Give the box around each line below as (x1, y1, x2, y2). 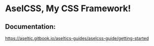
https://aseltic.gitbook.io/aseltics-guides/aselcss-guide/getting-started (5, 35, 149, 41)
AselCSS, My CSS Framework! (5, 3, 131, 14)
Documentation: (5, 23, 56, 31)
